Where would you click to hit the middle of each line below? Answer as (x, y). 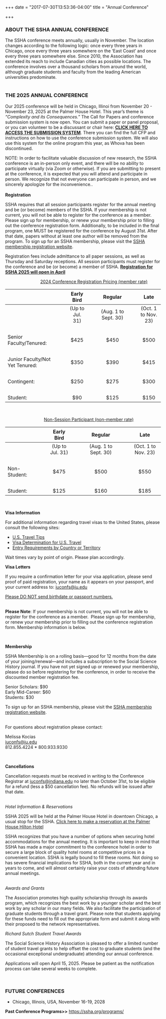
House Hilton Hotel (24, 827)
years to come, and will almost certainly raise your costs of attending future (82, 868)
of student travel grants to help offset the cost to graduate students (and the (83, 948)
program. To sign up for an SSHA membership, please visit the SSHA (75, 241)
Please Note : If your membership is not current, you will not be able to (77, 611)
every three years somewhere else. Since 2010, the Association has (74, 56)
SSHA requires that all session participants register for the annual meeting (81, 204)
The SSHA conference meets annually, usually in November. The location (80, 40)
